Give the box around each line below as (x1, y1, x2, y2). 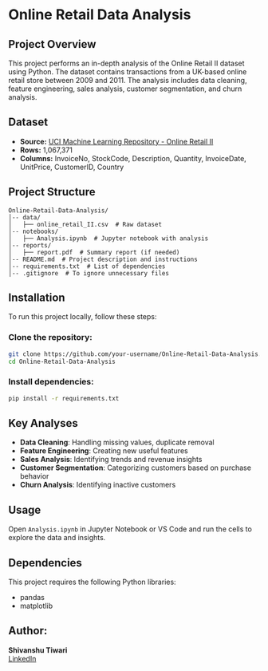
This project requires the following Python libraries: (8, 577, 177, 587)
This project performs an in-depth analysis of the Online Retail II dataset (8, 58, 245, 68)
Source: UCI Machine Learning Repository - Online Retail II (19, 136, 214, 146)
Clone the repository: (8, 332, 93, 343)
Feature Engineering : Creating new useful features (19, 446, 189, 456)
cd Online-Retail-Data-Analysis (8, 357, 116, 365)
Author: (8, 624, 48, 637)
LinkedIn (8, 653, 37, 663)
